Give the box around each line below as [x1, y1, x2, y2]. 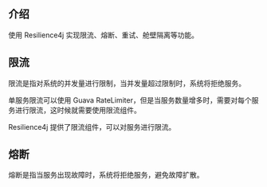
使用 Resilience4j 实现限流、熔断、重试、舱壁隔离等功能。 [8, 30, 199, 40]
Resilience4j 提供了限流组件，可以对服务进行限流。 [8, 122, 176, 131]
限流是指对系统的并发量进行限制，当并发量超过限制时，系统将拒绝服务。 [8, 78, 245, 88]
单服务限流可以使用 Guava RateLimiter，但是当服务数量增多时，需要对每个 [8, 95, 253, 105]
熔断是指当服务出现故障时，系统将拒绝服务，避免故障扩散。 [8, 170, 204, 180]
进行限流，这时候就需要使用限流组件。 [14, 105, 141, 115]
